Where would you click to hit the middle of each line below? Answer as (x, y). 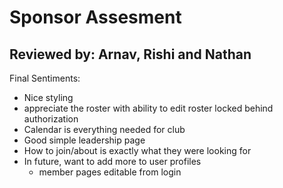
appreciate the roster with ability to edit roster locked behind (148, 108)
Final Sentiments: (45, 78)
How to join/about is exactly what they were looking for (137, 150)
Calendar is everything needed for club (104, 129)
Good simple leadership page (84, 140)
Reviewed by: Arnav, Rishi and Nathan (130, 54)
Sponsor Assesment (95, 17)
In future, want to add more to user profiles (112, 161)
